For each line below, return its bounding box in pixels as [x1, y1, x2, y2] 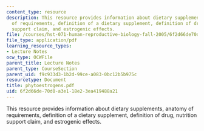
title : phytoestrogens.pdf [6, 83, 75, 89]
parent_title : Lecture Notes [6, 60, 80, 66]
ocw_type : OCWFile [6, 54, 53, 60]
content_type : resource [6, 9, 67, 15]
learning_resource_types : [6, 43, 72, 49]
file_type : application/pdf [6, 37, 78, 43]
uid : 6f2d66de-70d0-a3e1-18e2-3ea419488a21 [6, 88, 118, 94]
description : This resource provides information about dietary [6, 15, 172, 21]
